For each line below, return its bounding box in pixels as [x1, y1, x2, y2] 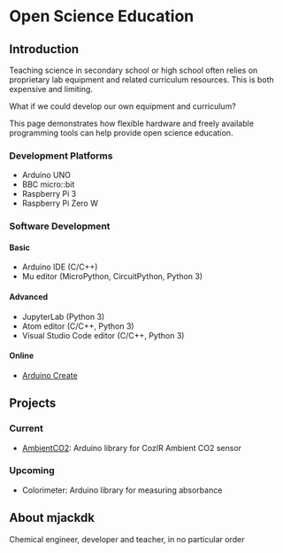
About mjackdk [9, 510, 96, 526]
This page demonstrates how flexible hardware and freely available [9, 118, 255, 129]
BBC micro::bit [21, 179, 75, 190]
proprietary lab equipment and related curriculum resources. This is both [9, 74, 274, 85]
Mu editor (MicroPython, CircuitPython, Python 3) [21, 271, 203, 282]
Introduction [9, 42, 80, 57]
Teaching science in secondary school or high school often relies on [9, 65, 258, 75]
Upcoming [9, 464, 55, 477]
